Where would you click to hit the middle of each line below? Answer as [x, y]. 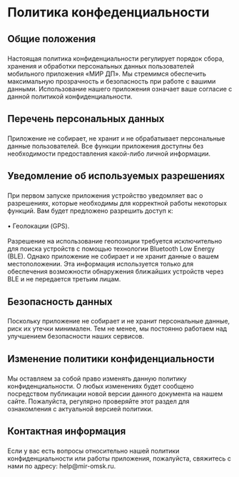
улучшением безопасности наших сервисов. [76, 336]
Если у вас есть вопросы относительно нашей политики [93, 451]
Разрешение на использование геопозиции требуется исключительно [115, 241]
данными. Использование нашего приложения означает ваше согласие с [120, 89]
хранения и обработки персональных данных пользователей [101, 66]
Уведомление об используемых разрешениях [116, 176]
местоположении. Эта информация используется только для [101, 264]
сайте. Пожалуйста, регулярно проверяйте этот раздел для [98, 401]
